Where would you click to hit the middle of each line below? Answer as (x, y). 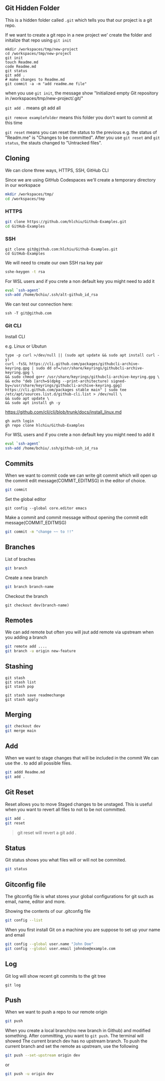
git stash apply (22, 699)
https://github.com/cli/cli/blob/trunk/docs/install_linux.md (64, 412)
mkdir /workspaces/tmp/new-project (42, 49)
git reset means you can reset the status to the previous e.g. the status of (81, 132)
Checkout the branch (27, 596)
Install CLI (15, 336)
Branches (20, 547)
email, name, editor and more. (35, 901)
